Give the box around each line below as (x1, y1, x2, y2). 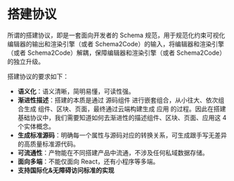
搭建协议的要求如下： (7, 72, 69, 81)
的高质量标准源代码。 (17, 140, 79, 148)
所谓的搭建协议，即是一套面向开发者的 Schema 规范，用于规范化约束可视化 (7, 31, 226, 39)
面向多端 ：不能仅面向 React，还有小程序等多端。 (17, 157, 160, 166)
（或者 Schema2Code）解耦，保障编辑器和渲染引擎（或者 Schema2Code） (7, 48, 226, 57)
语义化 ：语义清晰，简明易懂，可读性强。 (17, 87, 135, 95)
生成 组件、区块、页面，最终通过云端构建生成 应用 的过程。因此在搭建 (23, 105, 226, 113)
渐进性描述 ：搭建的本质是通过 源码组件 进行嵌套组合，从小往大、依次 (17, 95, 219, 104)
